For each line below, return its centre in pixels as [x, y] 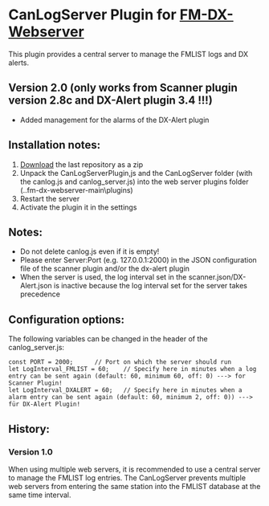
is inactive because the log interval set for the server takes [150, 286]
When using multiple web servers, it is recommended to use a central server [134, 469]
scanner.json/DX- [217, 277]
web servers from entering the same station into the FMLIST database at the [134, 486]
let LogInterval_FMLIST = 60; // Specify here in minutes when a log [132, 369]
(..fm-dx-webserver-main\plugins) [77, 190]
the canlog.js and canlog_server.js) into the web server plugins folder [134, 182]
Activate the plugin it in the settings [78, 207]
